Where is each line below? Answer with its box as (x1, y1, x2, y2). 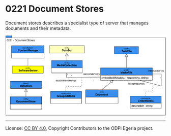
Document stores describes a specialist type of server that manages (5, 20, 149, 26)
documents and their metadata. (5, 25, 71, 31)
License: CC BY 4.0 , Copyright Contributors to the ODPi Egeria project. (5, 125, 154, 131)
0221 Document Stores (5, 3, 104, 15)
